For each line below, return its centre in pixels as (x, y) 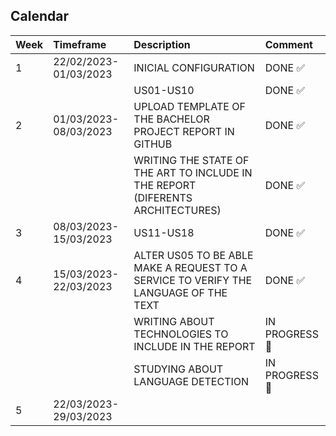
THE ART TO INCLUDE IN (193, 172)
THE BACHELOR (171, 119)
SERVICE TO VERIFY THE (193, 280)
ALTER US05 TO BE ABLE (193, 255)
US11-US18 (164, 232)
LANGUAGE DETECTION (191, 381)
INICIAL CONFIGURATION (194, 67)
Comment (288, 44)
